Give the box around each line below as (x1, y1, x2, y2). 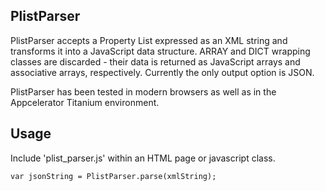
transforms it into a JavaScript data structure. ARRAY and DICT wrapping (10, 45, 311, 57)
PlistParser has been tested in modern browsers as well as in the (10, 85, 277, 98)
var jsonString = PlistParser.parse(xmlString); (10, 171, 217, 181)
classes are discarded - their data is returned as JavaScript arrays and (10, 55, 301, 68)
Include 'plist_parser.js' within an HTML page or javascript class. (10, 152, 276, 164)
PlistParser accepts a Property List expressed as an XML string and (10, 34, 288, 46)
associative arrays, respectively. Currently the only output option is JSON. (10, 66, 315, 78)
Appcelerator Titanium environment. (10, 96, 160, 108)
